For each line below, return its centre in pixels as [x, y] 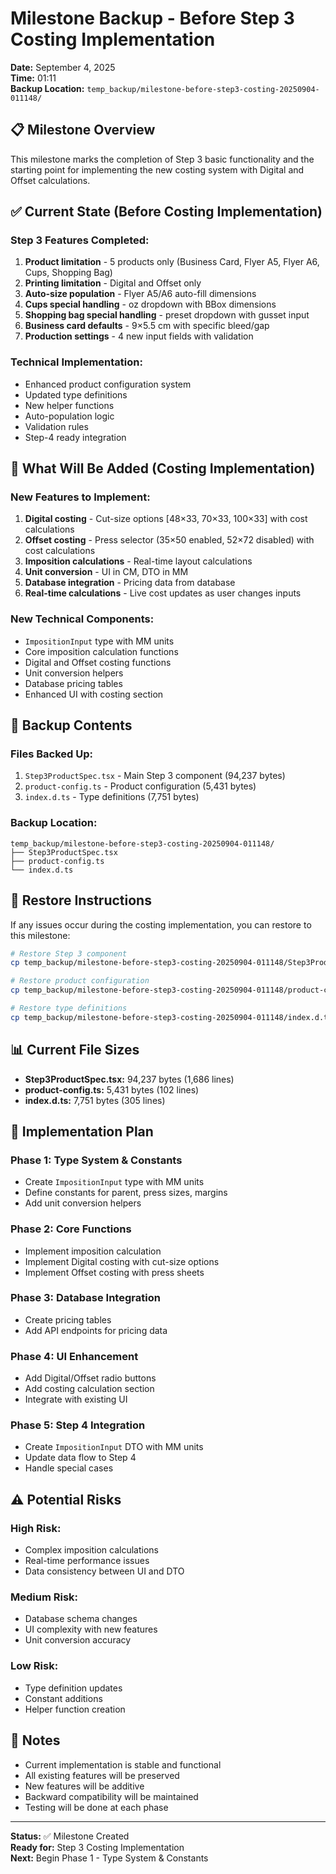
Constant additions [63, 1698]
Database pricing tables [73, 683]
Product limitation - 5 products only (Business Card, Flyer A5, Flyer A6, [172, 262]
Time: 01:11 [33, 78]
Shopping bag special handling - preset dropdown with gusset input [167, 315]
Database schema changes [81, 1619]
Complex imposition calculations [91, 1550]
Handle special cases [69, 1468]
